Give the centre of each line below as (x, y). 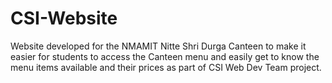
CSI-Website (64, 18)
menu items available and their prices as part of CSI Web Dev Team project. (166, 67)
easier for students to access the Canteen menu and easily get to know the (165, 56)
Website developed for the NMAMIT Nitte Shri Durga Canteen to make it (158, 46)
